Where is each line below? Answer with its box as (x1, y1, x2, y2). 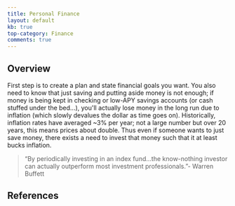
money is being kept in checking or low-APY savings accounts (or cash (7, 96, 213, 104)
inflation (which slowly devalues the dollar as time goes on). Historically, (7, 110, 216, 120)
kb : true (7, 23, 33, 30)
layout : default (7, 17, 55, 24)
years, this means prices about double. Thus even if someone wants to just (7, 126, 224, 134)
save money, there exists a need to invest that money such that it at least (7, 133, 217, 141)
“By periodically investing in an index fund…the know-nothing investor (24, 154, 228, 162)
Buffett (24, 169, 44, 178)
